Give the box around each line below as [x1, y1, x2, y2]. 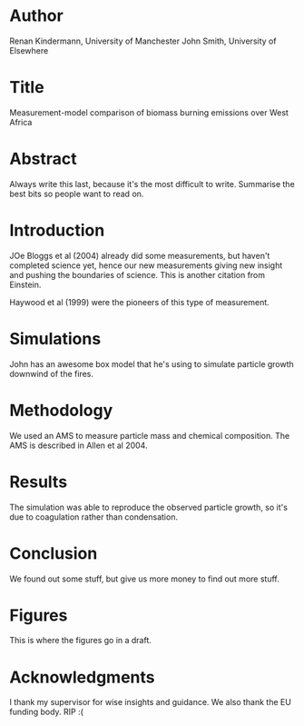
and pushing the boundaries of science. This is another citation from [9, 269, 266, 280]
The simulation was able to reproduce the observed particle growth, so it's [9, 502, 289, 512]
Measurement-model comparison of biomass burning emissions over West [9, 106, 289, 118]
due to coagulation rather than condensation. [9, 511, 179, 522]
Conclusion [9, 542, 98, 563]
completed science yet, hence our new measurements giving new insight [9, 260, 283, 271]
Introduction [9, 220, 105, 241]
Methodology [9, 400, 113, 421]
